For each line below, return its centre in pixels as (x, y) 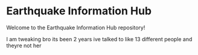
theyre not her (24, 45)
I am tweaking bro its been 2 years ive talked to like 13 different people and (99, 39)
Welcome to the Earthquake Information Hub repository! (76, 27)
